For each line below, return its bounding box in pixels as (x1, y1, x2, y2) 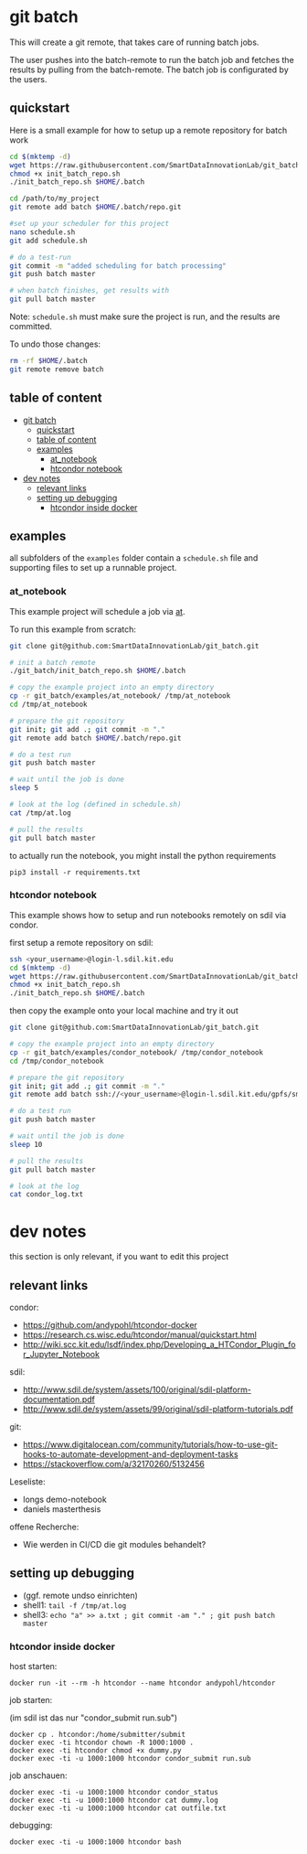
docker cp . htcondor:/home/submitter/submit (9, 1731, 185, 1740)
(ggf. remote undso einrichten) (22, 1590, 139, 1601)
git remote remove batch (9, 364, 104, 374)
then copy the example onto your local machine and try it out (9, 1005, 239, 1016)
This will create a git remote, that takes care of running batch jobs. (9, 37, 259, 48)
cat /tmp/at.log (9, 808, 71, 818)
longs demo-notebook (22, 1494, 107, 1506)
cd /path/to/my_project (9, 194, 101, 203)
